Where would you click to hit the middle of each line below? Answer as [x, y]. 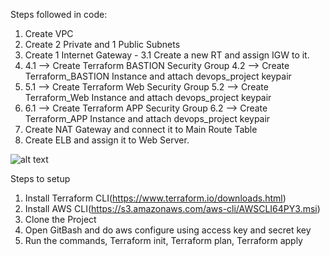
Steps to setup [40, 178]
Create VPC [49, 33]
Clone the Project [60, 219]
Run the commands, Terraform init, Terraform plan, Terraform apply [163, 240]
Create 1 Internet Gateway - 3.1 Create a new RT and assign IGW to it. [167, 55]
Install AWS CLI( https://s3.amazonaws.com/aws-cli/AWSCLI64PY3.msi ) [172, 208]
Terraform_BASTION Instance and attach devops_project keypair [158, 76]
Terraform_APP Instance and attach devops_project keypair [147, 118]
